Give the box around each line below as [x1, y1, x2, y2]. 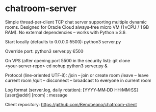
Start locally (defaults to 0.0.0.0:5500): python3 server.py [5, 38, 121, 44]
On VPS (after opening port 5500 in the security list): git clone [5, 57, 130, 63]
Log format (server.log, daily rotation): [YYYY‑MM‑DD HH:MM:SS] [5, 87, 138, 93]
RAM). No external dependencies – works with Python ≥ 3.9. [5, 29, 127, 35]
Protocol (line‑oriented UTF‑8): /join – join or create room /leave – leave [5, 72, 149, 78]
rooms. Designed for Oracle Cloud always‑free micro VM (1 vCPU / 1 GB [5, 24, 149, 30]
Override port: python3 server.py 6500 [5, 48, 83, 54]
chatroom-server [5, 3, 77, 14]
